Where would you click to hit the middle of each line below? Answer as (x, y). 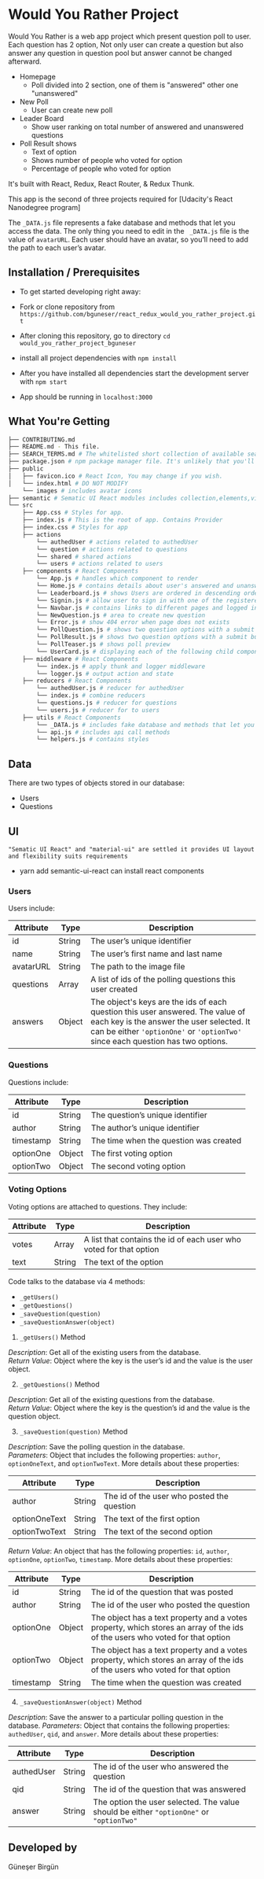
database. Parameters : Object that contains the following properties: (119, 1726)
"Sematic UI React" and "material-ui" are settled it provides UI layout (132, 849)
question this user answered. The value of (168, 1012)
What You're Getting (59, 421)
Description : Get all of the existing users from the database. (105, 1352)
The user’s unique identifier (141, 941)
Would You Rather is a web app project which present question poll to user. (130, 36)
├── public (26, 469)
